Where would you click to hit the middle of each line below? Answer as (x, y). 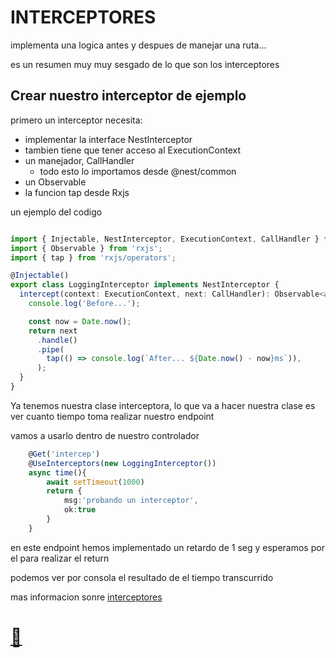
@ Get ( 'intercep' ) (64, 454)
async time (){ (57, 472)
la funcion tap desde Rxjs (77, 192)
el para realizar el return (60, 558)
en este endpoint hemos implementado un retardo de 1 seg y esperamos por (167, 547)
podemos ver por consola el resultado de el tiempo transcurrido (142, 577)
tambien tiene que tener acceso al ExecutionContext (133, 150)
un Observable (55, 182)
